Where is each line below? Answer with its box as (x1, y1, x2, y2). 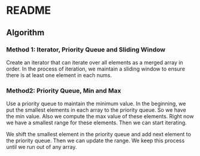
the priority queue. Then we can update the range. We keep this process (6, 137, 185, 144)
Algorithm (6, 27, 45, 38)
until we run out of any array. (6, 143, 77, 151)
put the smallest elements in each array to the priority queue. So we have (6, 106, 186, 114)
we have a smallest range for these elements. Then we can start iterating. (6, 119, 187, 126)
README (6, 4, 51, 17)
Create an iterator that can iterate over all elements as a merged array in (6, 59, 183, 66)
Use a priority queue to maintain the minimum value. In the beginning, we (6, 100, 186, 108)
